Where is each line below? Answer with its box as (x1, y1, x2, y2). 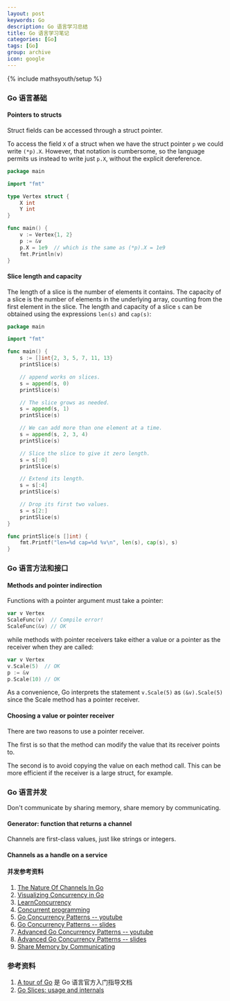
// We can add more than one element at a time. (19, 424, 163, 431)
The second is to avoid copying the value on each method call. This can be (7, 761, 222, 770)
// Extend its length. (19, 475, 85, 483)
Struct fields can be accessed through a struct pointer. (7, 126, 163, 134)
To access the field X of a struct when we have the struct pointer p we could (7, 140, 224, 148)
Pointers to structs (7, 110, 62, 119)
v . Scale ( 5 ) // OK (7, 663, 60, 670)
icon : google (7, 56, 45, 63)
